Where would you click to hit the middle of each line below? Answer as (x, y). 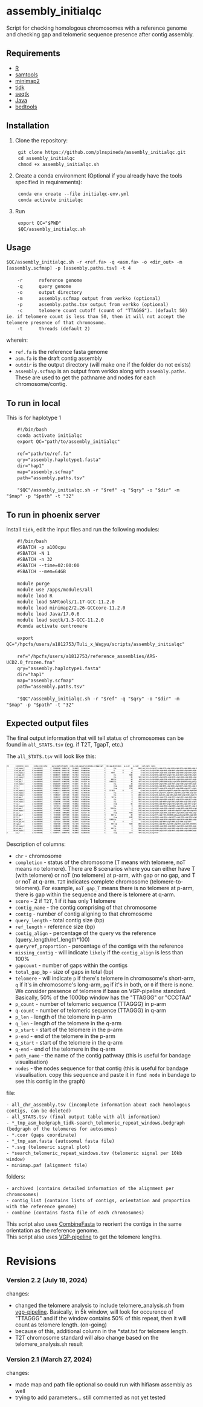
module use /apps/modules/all (55, 590)
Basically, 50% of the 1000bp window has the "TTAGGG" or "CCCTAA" (103, 997)
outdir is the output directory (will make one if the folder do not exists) (103, 365)
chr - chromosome (38, 856)
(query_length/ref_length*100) (52, 940)
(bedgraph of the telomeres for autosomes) (62, 1129)
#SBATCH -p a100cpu (42, 547)
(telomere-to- (166, 882)
